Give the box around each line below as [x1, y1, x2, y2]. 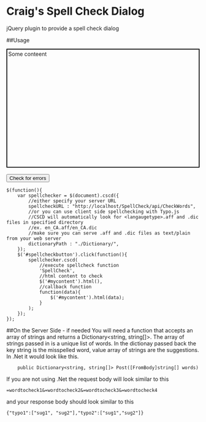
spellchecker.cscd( [28, 256, 78, 263]
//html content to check [39, 273, 103, 279]
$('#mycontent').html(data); [50, 294, 124, 301]
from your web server [6, 235, 62, 242]
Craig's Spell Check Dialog [6, 4, 145, 18]
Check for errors [9, 175, 47, 182]
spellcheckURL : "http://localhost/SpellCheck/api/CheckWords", [28, 203, 196, 209]
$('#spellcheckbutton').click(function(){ [17, 251, 128, 258]
